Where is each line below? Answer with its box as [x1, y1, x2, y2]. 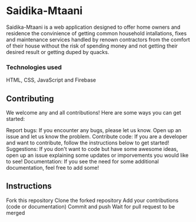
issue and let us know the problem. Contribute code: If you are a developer [6, 133, 188, 140]
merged [6, 209, 25, 216]
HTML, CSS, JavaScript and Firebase [6, 76, 96, 83]
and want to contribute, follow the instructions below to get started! [6, 139, 170, 146]
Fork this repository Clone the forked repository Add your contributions [6, 197, 179, 204]
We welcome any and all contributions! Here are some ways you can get [6, 109, 181, 116]
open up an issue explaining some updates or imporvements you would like [6, 152, 189, 159]
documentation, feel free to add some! [6, 164, 99, 171]
